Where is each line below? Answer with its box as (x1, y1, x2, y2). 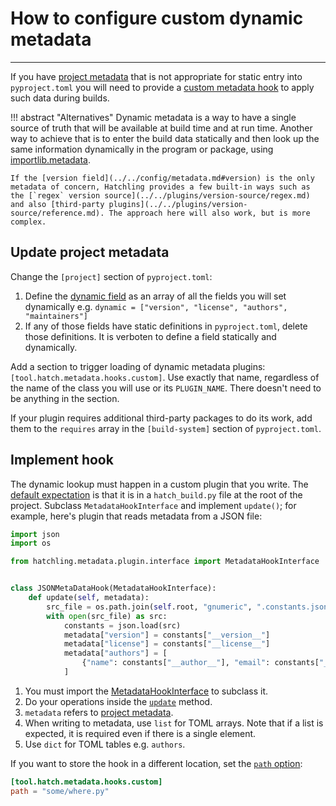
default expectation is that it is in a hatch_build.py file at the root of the (10, 488, 303, 501)
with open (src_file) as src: (46, 611, 168, 621)
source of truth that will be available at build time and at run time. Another (10, 122, 313, 134)
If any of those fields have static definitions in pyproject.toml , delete (24, 320, 308, 332)
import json (10, 529, 60, 539)
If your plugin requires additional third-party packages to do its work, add (10, 412, 313, 424)
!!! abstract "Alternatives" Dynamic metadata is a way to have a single (10, 111, 297, 123)
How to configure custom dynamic (10, 7, 304, 30)
